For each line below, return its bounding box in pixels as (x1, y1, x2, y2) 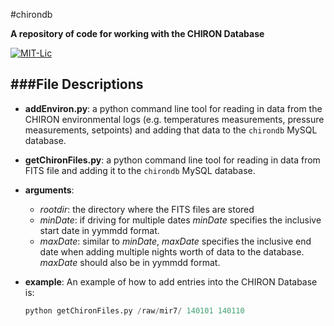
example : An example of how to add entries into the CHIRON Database (24, 275, 318, 288)
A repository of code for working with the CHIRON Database (10, 28, 265, 39)
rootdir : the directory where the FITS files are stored (39, 203, 255, 215)
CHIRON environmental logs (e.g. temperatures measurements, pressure (24, 113, 325, 125)
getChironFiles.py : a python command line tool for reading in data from (24, 154, 321, 166)
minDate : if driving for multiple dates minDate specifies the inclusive (39, 214, 322, 226)
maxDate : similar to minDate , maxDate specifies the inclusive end (39, 235, 312, 247)
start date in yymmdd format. (39, 224, 160, 236)
